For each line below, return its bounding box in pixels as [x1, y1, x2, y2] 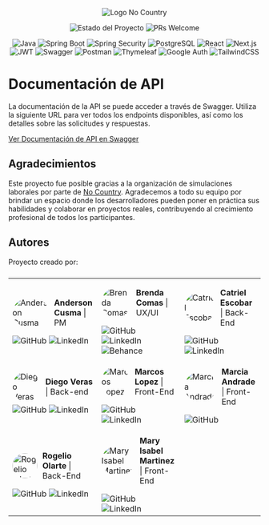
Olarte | [42, 460, 72, 471]
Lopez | [134, 376, 164, 387]
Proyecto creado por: [8, 257, 78, 267]
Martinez [139, 455, 175, 466]
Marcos [134, 366, 164, 377]
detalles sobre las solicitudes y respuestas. [8, 118, 151, 128]
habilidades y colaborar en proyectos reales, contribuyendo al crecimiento [8, 204, 254, 214]
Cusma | [54, 307, 86, 318]
